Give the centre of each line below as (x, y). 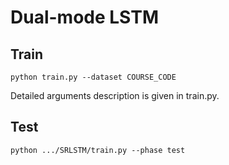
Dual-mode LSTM (85, 17)
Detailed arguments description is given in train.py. (115, 95)
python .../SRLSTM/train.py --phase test (98, 150)
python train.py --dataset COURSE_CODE (93, 77)
